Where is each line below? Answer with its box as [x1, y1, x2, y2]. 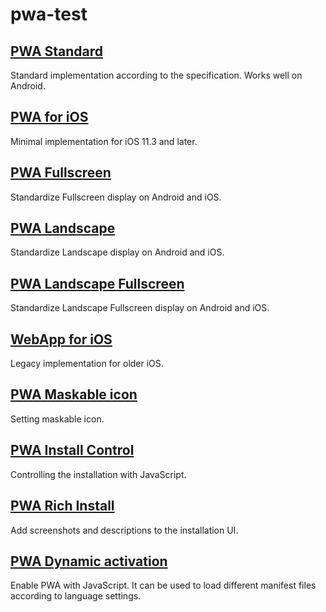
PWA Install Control [10, 442, 135, 459]
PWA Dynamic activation [10, 553, 168, 570]
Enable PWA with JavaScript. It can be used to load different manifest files [10, 579, 317, 592]
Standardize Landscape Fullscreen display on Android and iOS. [10, 302, 270, 314]
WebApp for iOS [10, 331, 113, 348]
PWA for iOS [10, 109, 89, 126]
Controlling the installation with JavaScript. [10, 468, 187, 480]
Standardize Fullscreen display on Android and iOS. [10, 191, 222, 203]
